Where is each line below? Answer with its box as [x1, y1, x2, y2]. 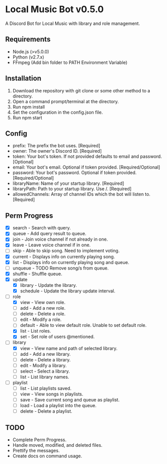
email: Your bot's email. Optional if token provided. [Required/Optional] [12, 164, 160, 171]
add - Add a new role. [20, 305, 66, 311]
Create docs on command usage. [12, 453, 82, 459]
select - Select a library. [20, 368, 70, 374]
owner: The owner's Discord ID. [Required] [12, 148, 102, 154]
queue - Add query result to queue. [12, 230, 87, 237]
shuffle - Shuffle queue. [12, 271, 62, 277]
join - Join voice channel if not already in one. [12, 236, 108, 242]
